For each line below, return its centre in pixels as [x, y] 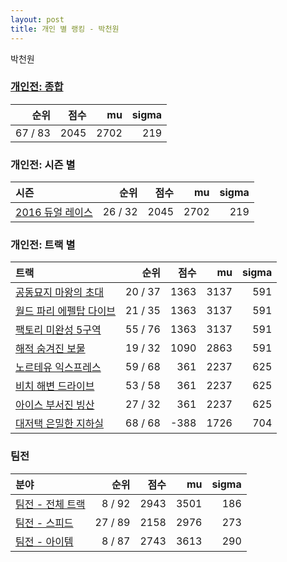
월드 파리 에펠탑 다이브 [66, 311]
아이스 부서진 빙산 [55, 405]
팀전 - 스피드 [44, 523]
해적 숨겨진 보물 [50, 349]
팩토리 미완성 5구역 [58, 330]
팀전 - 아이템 [44, 541]
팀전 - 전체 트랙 [50, 504]
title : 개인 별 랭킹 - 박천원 [65, 29]
